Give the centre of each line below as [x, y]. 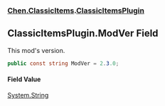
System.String [28, 95]
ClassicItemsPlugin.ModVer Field [83, 34]
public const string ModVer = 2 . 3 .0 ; [63, 63]
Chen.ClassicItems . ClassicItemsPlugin [76, 11]
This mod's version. [36, 50]
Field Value [24, 79]
